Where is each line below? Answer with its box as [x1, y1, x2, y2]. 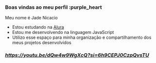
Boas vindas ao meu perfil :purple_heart [5, 4, 102, 11]
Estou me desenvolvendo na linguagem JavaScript [12, 30, 114, 35]
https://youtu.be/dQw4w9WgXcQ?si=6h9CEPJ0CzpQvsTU [5, 52, 150, 59]
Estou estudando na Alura [12, 24, 64, 30]
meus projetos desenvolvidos [12, 40, 72, 46]
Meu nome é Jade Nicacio [5, 15, 58, 21]
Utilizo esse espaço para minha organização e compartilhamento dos [12, 34, 152, 40]
